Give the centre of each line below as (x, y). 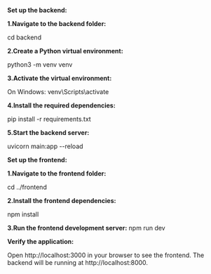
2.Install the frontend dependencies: (62, 201)
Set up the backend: (38, 10)
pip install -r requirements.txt (49, 119)
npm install (23, 214)
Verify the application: (41, 241)
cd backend (25, 37)
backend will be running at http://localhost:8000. (78, 262)
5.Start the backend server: (48, 132)
